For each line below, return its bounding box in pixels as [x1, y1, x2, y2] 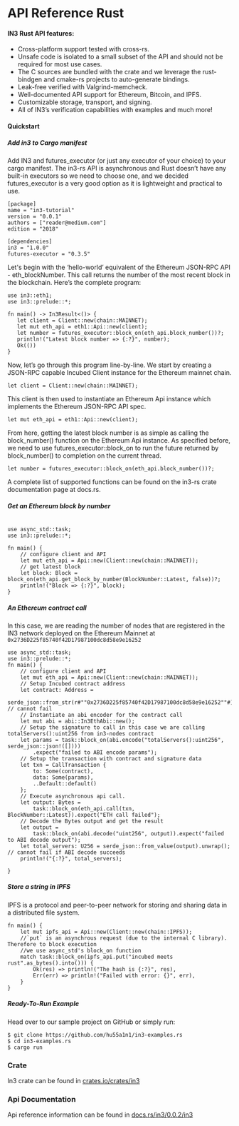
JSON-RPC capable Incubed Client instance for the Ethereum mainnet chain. [7, 368, 232, 376]
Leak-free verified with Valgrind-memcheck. [17, 83, 148, 91]
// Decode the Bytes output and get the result [20, 818, 164, 825]
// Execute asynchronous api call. [20, 793, 126, 800]
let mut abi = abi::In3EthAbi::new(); [20, 718, 135, 725]
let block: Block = [20, 569, 78, 576]
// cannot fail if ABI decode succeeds [7, 848, 126, 856]
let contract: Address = [20, 686, 94, 693]
